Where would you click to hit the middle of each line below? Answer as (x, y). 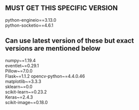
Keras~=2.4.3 (19, 97)
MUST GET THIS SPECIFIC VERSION (61, 8)
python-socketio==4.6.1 (29, 25)
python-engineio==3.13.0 (31, 20)
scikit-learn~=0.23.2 (26, 92)
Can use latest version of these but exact (70, 41)
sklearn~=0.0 (19, 86)
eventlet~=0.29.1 (22, 66)
